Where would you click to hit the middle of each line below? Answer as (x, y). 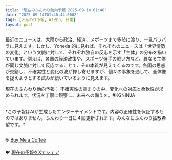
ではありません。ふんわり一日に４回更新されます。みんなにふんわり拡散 (86, 118)
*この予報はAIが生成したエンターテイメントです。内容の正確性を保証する (82, 112)
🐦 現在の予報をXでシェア (33, 152)
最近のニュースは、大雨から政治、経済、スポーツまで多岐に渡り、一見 (79, 39)
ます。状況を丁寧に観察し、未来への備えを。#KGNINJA (77, 95)
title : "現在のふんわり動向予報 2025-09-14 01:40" (56, 10)
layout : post (19, 24)
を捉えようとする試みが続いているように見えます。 (59, 78)
